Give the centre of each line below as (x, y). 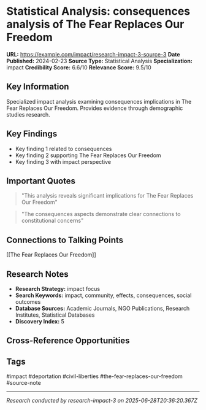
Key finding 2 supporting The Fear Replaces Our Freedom (88, 155)
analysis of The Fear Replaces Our (95, 24)
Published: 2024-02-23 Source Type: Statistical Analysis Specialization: (100, 61)
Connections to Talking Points (65, 240)
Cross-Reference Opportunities (68, 341)
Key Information (38, 87)
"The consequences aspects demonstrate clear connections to (101, 214)
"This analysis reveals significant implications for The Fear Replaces (107, 196)
